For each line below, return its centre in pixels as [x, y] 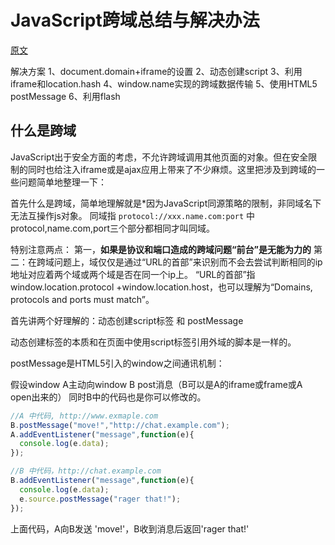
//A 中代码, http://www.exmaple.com [84, 416]
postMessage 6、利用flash [65, 96]
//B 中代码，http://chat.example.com [86, 471]
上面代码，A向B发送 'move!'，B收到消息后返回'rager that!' [130, 528]
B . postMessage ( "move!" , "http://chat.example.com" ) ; [120, 425]
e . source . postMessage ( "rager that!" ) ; [100, 499]
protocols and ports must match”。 [82, 299]
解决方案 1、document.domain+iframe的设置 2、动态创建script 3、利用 [156, 71]
